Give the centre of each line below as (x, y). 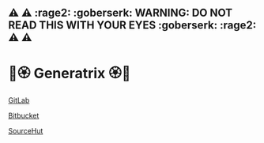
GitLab (19, 100)
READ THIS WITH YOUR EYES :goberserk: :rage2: (132, 26)
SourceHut (26, 131)
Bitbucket (24, 116)
